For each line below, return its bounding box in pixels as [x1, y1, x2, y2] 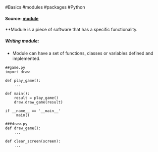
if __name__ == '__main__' [5, 108, 61, 113]
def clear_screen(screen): [5, 139, 61, 144]
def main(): [5, 91, 30, 96]
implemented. [12, 55, 41, 61]
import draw [5, 69, 30, 75]
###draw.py [5, 121, 28, 127]
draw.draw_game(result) [14, 100, 63, 105]
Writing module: [5, 38, 40, 44]
